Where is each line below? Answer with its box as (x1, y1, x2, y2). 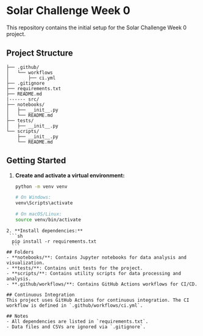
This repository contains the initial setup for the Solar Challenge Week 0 (6, 24, 187, 31)
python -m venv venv (15, 184, 68, 190)
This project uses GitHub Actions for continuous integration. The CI (6, 297, 190, 303)
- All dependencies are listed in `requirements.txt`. (6, 318, 149, 324)
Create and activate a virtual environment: (15, 171, 125, 179)
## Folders (6, 249, 34, 255)
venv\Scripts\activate (15, 200, 73, 206)
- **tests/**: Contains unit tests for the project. (6, 265, 143, 271)
